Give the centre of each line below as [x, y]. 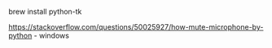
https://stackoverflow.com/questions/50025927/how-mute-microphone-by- [136, 27]
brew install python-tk [45, 12]
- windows [51, 36]
